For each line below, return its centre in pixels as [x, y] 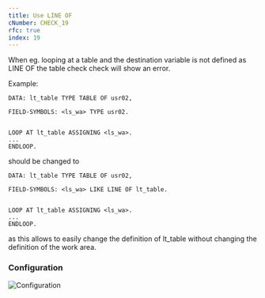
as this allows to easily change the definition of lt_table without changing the [132, 239]
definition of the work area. [52, 247]
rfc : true [25, 30]
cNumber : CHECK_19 [38, 23]
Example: [23, 84]
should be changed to [44, 161]
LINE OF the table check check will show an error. [89, 69]
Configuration [36, 268]
